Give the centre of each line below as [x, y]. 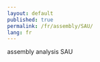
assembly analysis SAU [40, 52]
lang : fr [20, 32]
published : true [30, 20]
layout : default [30, 13]
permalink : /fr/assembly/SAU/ [50, 26]
